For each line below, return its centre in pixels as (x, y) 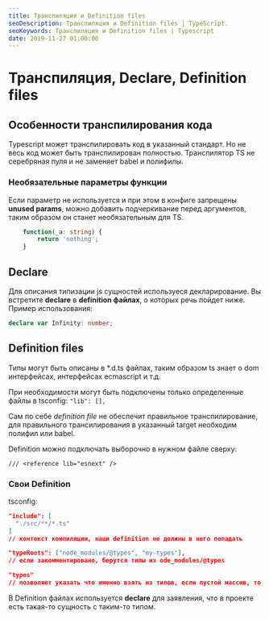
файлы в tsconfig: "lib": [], (57, 401)
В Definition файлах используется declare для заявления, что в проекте (131, 598)
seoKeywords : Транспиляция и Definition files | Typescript (112, 31)
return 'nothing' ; (68, 239)
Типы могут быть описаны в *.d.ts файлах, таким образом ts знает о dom (134, 368)
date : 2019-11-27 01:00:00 (54, 38)
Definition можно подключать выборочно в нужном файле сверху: (123, 449)
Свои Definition (39, 484)
